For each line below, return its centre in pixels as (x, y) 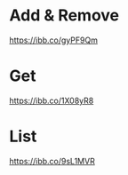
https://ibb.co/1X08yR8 (52, 100)
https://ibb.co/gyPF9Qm (53, 40)
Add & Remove (64, 16)
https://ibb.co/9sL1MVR (52, 161)
